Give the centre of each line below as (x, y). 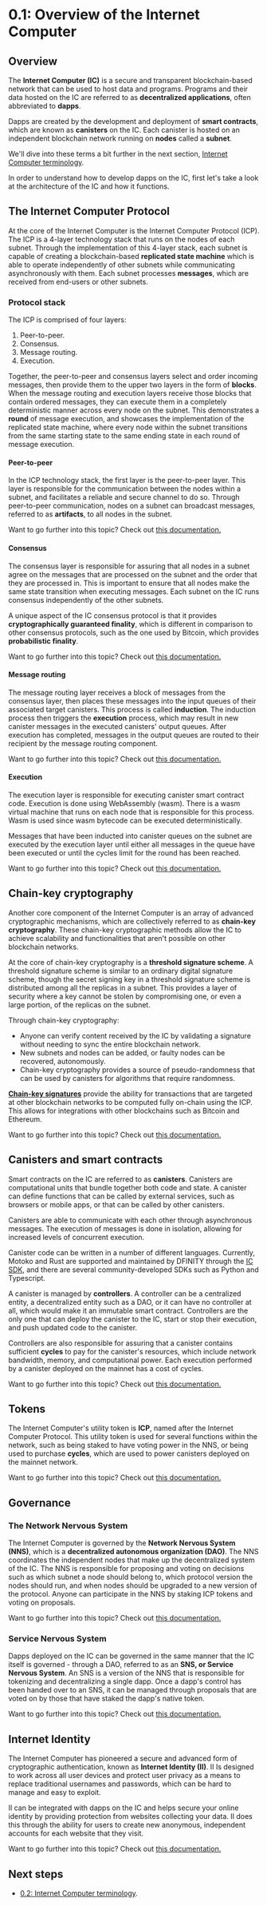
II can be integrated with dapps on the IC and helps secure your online (124, 1808)
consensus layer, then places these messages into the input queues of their (132, 700)
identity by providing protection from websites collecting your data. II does (130, 1816)
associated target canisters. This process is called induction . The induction (132, 709)
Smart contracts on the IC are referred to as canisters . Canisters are (121, 1179)
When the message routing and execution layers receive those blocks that (130, 393)
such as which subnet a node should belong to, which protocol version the (131, 1577)
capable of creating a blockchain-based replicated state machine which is (132, 256)
